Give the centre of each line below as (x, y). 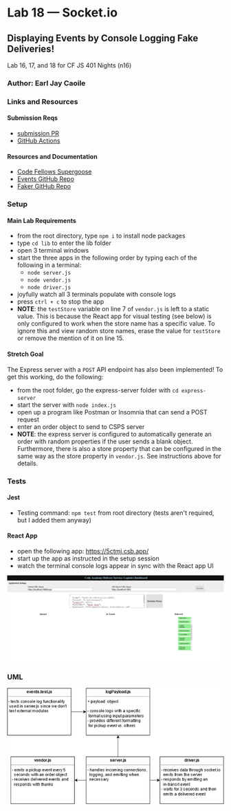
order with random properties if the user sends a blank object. (105, 441)
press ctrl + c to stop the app (60, 302)
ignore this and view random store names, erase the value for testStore (119, 331)
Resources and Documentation (52, 156)
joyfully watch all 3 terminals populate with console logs (97, 295)
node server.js (49, 273)
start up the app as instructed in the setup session (88, 558)
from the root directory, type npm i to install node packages (101, 236)
